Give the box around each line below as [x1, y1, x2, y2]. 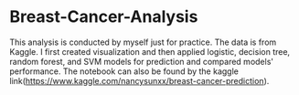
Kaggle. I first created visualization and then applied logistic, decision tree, [9, 46, 291, 57]
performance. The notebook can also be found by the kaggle [9, 66, 240, 77]
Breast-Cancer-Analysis [9, 6, 198, 27]
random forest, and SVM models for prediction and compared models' [9, 56, 274, 67]
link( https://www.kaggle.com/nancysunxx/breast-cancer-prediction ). [9, 75, 270, 86]
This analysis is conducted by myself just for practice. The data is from [9, 37, 277, 47]
